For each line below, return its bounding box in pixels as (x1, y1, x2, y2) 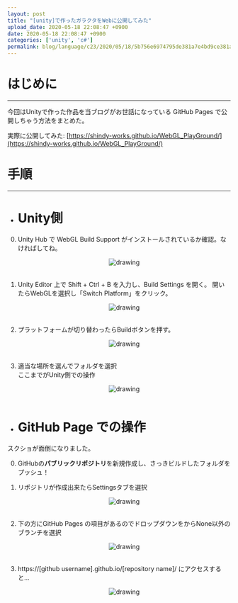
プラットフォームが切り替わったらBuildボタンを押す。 (17, 325, 175, 334)
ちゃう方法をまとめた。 (19, 116, 89, 125)
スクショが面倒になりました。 (7, 444, 94, 452)
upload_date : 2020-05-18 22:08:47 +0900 (7, 23, 129, 30)
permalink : (7, 43, 40, 50)
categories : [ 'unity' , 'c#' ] (7, 37, 93, 44)
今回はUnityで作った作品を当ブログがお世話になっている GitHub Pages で (7, 107, 222, 115)
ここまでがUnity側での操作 (17, 370, 96, 379)
